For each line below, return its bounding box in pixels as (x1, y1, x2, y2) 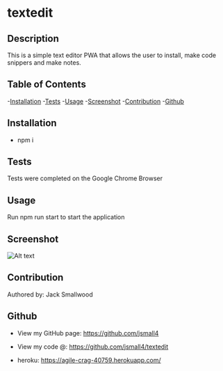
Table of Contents (7, 79, 87, 90)
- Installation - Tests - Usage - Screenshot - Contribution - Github (7, 97, 184, 105)
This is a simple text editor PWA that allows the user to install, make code (7, 51, 217, 59)
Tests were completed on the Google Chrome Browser (7, 174, 163, 182)
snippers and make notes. (7, 58, 81, 67)
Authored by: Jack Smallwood (7, 290, 93, 299)
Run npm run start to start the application (7, 213, 125, 221)
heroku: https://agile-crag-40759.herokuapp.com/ (17, 356, 161, 364)
